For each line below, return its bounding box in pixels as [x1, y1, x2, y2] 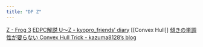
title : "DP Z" [6, 8, 42, 15]
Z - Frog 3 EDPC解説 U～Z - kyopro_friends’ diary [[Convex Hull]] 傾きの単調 [6, 26, 197, 33]
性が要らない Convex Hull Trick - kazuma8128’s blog [6, 34, 137, 41]
